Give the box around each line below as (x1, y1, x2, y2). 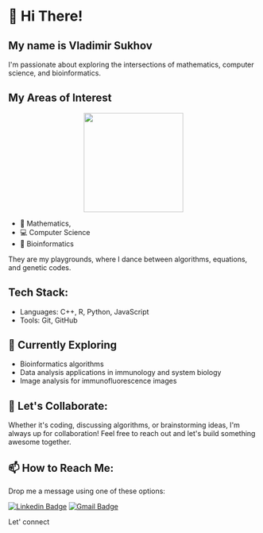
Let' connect (8, 517, 50, 527)
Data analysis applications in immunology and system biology (19, 368, 222, 377)
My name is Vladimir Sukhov (8, 39, 153, 52)
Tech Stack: (8, 286, 69, 299)
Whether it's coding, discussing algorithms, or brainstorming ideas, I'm (8, 420, 241, 430)
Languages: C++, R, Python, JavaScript (19, 307, 149, 316)
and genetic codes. (8, 262, 72, 272)
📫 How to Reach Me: (8, 461, 114, 475)
